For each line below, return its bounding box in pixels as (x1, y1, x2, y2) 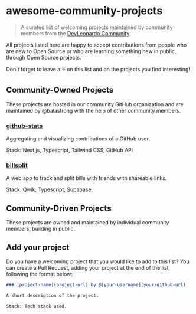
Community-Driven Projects (6, 203, 112, 213)
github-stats (6, 122, 43, 130)
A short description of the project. (6, 292, 99, 299)
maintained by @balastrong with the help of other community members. (6, 107, 181, 114)
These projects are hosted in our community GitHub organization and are (6, 100, 184, 107)
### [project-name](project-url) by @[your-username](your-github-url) (6, 282, 186, 287)
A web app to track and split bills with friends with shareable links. (6, 175, 167, 182)
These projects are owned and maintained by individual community (6, 219, 169, 226)
